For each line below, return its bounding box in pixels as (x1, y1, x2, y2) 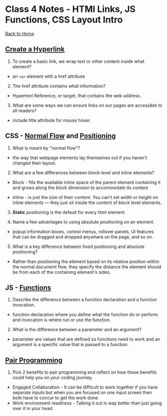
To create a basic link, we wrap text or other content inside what (12, 58, 145, 64)
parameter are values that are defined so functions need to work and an (12, 336, 161, 342)
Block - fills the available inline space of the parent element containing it (12, 179, 161, 185)
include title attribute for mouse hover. (12, 117, 91, 123)
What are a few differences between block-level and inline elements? (12, 170, 155, 176)
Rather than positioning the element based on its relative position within (12, 258, 160, 264)
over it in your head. (12, 406, 54, 412)
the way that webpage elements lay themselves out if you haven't (12, 155, 148, 161)
